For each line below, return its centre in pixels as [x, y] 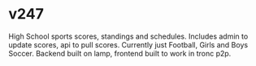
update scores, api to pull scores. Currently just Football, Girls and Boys [128, 44]
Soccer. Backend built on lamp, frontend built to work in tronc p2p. [120, 53]
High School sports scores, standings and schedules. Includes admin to [128, 36]
